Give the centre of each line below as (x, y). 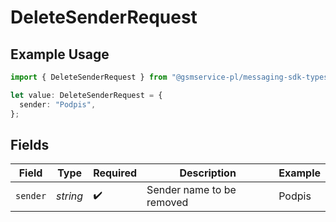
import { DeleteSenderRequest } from (89, 77)
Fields (30, 144)
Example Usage (60, 54)
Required (115, 173)
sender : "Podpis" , (58, 104)
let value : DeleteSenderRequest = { (86, 95)
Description (208, 173)
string (70, 196)
